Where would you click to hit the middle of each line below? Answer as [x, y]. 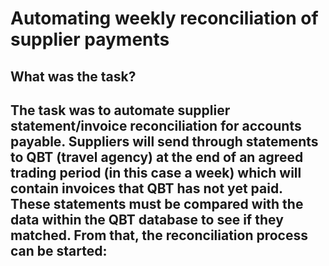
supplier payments [90, 39]
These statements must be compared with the [157, 203]
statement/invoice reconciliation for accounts [156, 125]
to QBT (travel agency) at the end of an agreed [157, 157]
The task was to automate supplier [120, 110]
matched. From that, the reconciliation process [159, 235]
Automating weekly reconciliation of [164, 18]
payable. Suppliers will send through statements [164, 141]
